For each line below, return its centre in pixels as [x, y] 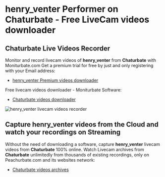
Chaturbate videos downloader [44, 99]
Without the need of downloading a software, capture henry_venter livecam [82, 144]
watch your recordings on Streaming [63, 132]
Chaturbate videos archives [41, 170]
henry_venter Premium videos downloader [55, 80]
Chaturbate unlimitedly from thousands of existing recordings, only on [77, 155]
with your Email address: [30, 71]
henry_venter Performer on [62, 9]
